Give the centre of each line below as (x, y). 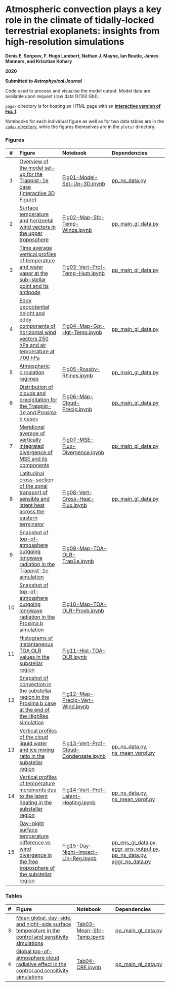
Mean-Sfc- (91, 930)
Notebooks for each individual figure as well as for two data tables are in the (85, 121)
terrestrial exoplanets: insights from (82, 31)
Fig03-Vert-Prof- (84, 267)
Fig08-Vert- (77, 492)
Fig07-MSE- (78, 440)
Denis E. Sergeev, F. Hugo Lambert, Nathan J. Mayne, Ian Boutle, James (82, 56)
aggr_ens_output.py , (136, 849)
